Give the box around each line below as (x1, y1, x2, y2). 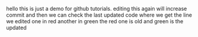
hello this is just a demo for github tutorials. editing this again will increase (6, 5, 187, 12)
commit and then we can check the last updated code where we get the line (6, 11, 192, 18)
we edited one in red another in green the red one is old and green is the (6, 18, 184, 24)
